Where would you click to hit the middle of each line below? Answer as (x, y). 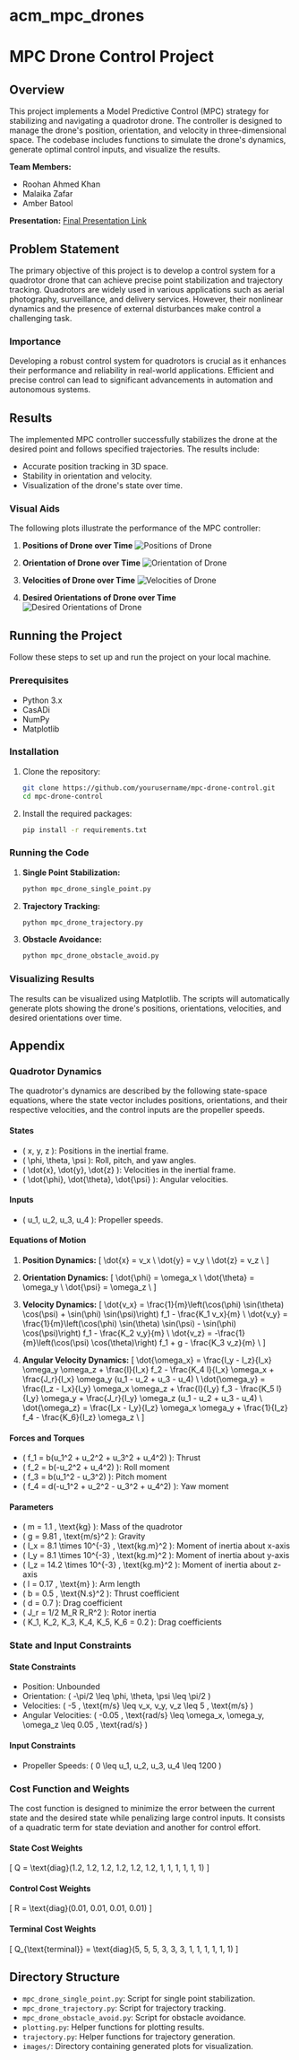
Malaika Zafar (47, 194)
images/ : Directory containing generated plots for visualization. (137, 2047)
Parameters (31, 1507)
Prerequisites (39, 680)
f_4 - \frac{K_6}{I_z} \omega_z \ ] (83, 1417)
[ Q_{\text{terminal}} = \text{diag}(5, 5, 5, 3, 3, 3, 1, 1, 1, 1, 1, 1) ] (124, 1949)
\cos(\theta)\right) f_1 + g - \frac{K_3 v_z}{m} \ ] (178, 1342)
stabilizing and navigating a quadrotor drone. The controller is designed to (146, 121)
